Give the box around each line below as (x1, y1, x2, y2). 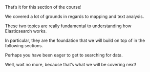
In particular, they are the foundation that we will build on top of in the (5, 37, 145, 43)
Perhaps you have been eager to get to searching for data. (5, 52, 123, 58)
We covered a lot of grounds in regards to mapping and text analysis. (5, 14, 144, 19)
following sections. (5, 43, 43, 48)
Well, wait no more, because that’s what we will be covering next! (5, 62, 137, 67)
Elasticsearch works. (5, 28, 47, 34)
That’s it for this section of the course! (5, 4, 82, 10)
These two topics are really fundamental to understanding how (5, 23, 132, 29)
